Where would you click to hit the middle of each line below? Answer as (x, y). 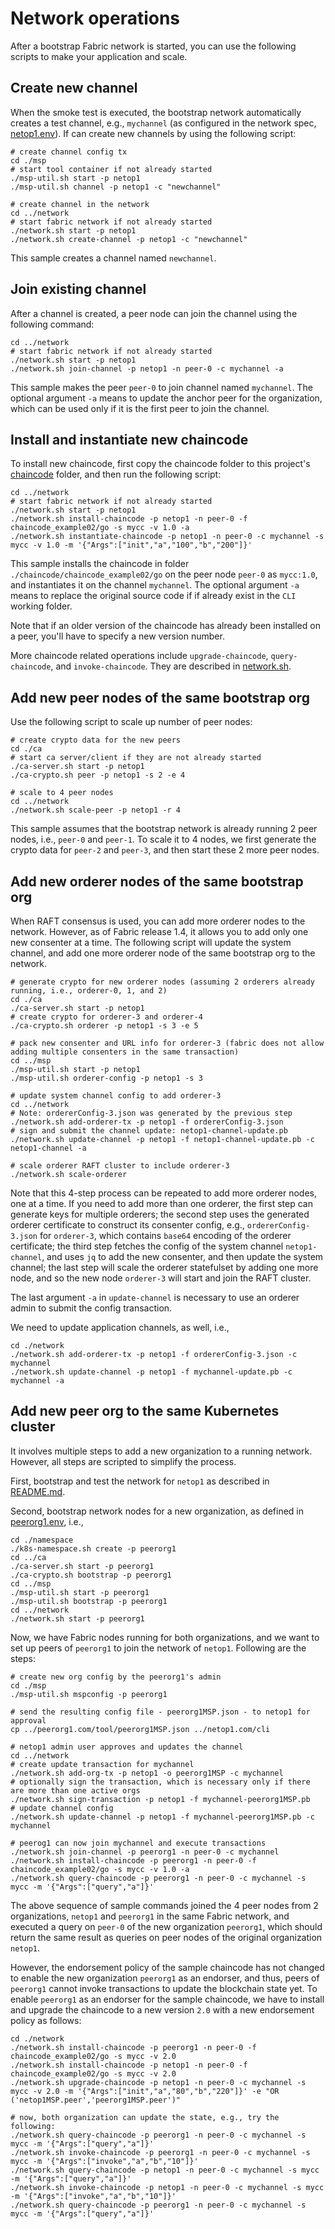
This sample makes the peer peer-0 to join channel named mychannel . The (161, 387)
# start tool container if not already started (111, 169)
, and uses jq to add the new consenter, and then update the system (182, 1256)
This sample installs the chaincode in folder (100, 564)
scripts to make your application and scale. (99, 56)
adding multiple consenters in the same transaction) (125, 1052)
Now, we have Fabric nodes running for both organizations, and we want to (165, 1637)
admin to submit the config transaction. (91, 1308)
